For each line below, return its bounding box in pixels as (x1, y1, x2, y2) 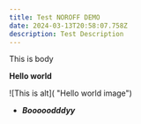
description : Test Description (9, 29, 124, 38)
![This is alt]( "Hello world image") (9, 88, 132, 98)
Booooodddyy (21, 105, 76, 116)
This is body (9, 54, 55, 65)
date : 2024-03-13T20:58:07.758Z (9, 21, 128, 30)
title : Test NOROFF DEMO (9, 12, 100, 22)
